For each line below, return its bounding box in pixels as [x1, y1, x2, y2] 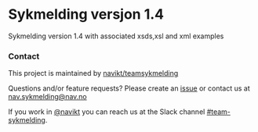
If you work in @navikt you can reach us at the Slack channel [8, 107, 205, 116]
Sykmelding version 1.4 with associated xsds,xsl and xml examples [8, 31, 224, 41]
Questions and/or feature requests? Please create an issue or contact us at [8, 84, 251, 93]
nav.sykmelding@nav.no [8, 92, 88, 102]
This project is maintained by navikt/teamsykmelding [8, 69, 179, 78]
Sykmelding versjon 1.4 [8, 5, 165, 23]
